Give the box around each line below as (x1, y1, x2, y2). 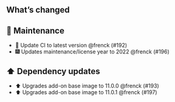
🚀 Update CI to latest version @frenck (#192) (15, 42, 128, 49)
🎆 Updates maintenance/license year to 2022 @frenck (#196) (15, 48, 170, 55)
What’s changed (6, 5, 70, 15)
